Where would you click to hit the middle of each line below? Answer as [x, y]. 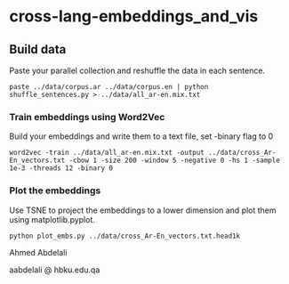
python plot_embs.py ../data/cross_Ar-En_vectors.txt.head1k [125, 236]
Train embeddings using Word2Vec [87, 117]
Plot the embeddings [55, 191]
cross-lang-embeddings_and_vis [134, 16]
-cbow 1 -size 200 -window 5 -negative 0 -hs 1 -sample [174, 161]
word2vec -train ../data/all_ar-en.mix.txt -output [107, 153]
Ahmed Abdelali [38, 252]
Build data [38, 49]
